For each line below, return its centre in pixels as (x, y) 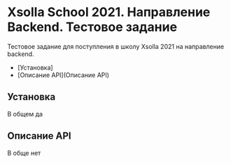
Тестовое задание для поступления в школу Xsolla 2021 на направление (116, 46)
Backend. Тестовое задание (92, 27)
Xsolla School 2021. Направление (109, 12)
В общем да (25, 114)
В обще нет (24, 153)
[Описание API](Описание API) (63, 75)
